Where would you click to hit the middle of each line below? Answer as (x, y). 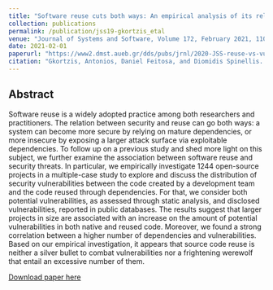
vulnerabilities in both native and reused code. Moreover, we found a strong (135, 226)
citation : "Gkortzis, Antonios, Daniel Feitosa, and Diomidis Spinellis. (136, 62)
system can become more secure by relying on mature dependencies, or (130, 131)
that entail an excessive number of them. (76, 261)
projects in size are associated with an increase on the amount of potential (133, 217)
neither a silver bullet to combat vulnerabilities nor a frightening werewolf (131, 253)
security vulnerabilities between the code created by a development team (132, 183)
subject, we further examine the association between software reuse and (131, 157)
